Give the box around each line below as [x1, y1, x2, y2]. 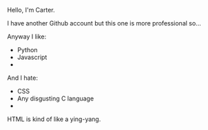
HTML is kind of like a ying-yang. [7, 115, 101, 123]
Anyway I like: [7, 32, 47, 41]
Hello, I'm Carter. [7, 6, 55, 14]
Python [17, 46, 38, 54]
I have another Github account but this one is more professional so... [7, 19, 201, 27]
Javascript [17, 53, 48, 61]
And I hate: [7, 74, 38, 82]
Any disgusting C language [17, 94, 94, 102]
